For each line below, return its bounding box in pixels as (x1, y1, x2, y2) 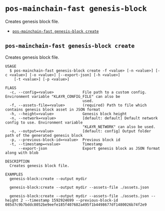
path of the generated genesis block (5, 133, 83, 138)
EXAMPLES (5, 172, 23, 177)
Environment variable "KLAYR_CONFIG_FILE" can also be (5, 94, 121, 99)
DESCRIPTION (5, 159, 30, 164)
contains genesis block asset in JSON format (5, 107, 100, 112)
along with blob (5, 150, 39, 155)
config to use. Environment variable (5, 120, 83, 125)
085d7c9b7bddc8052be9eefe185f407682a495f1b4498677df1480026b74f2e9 (5, 202, 147, 207)
